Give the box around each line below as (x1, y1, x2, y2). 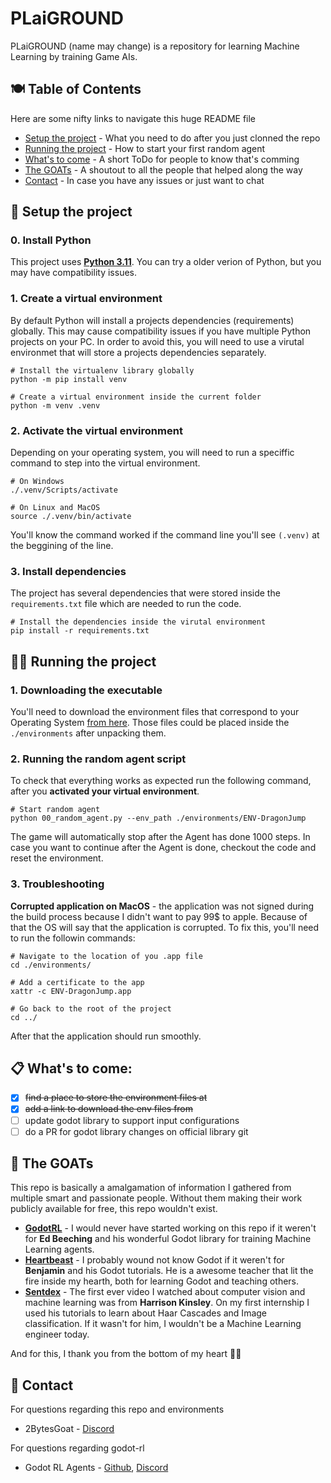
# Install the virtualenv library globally (10, 365, 195, 376)
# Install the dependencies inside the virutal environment (10, 617, 267, 627)
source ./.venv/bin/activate (10, 512, 132, 522)
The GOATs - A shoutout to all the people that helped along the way (24, 163, 303, 176)
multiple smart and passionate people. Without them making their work (10, 1192, 303, 1204)
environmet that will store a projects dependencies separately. (10, 346, 267, 358)
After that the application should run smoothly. (10, 1030, 202, 1042)
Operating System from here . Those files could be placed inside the (10, 717, 290, 729)
